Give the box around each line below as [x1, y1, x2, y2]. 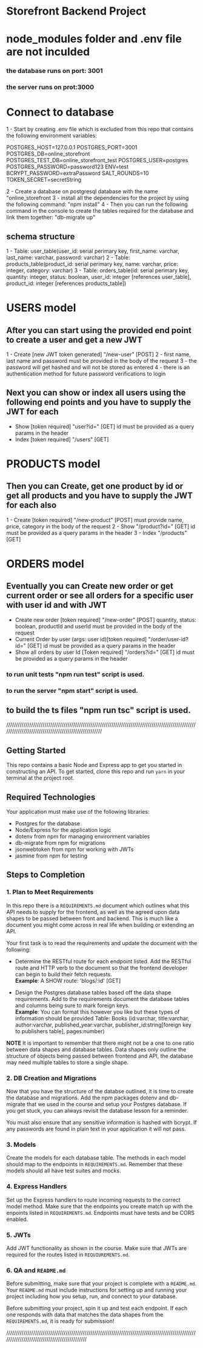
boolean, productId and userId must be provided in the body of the [15, 622, 182, 630]
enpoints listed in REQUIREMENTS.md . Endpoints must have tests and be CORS [6, 1209, 195, 1216]
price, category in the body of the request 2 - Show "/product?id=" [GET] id [6, 523, 196, 530]
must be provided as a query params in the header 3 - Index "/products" [6, 529, 187, 536]
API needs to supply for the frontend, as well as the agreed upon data [6, 908, 180, 915]
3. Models [6, 1140, 36, 1149]
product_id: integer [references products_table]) [6, 280, 127, 287]
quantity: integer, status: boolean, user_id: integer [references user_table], [6, 273, 191, 280]
